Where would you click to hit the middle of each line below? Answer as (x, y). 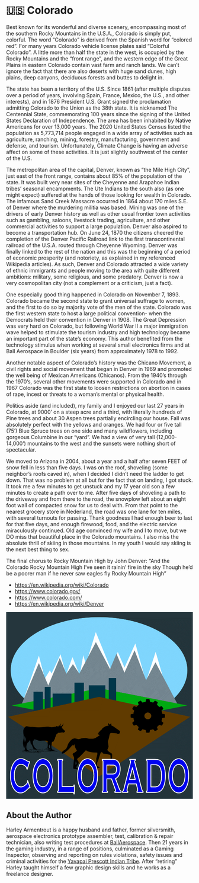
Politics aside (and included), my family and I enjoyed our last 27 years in (95, 405)
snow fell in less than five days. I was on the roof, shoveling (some (87, 467)
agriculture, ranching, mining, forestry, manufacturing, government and (93, 139)
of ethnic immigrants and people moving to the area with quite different (93, 270)
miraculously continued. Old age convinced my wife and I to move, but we (97, 530)
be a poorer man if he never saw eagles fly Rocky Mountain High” (86, 573)
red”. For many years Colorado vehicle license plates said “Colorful (88, 46)
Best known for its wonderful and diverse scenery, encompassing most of (96, 27)
